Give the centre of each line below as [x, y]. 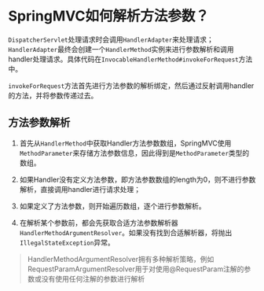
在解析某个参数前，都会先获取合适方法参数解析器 [99, 223]
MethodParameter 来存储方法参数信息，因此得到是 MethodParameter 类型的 [134, 153]
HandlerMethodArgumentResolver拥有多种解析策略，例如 [121, 259]
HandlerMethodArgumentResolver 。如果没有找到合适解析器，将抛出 [126, 232]
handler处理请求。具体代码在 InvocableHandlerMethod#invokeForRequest [124, 59]
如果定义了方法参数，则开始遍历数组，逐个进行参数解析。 [112, 206]
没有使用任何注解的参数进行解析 [93, 278]
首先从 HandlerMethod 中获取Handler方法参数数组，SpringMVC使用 [125, 143]
